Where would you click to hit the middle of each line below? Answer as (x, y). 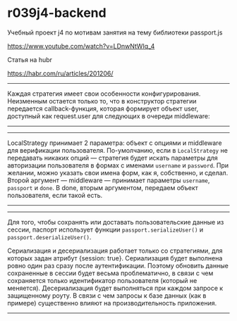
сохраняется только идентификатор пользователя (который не (102, 280)
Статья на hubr (30, 59)
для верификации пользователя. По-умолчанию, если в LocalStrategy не (117, 150)
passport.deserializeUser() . (49, 237)
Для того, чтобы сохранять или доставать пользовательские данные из (116, 222)
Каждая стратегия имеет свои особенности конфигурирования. (104, 94)
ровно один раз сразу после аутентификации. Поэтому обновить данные (118, 265)
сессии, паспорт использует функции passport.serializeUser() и (105, 229)
